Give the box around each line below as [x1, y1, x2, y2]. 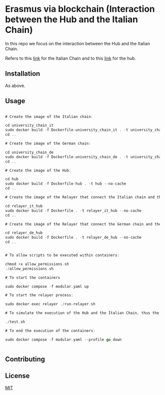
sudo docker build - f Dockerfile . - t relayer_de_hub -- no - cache [5, 235, 141, 240]
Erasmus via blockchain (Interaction [5, 3, 155, 15]
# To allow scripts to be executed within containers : [5, 253, 120, 258]
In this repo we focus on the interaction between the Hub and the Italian [5, 40, 150, 46]
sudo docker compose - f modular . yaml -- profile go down [5, 337, 122, 342]
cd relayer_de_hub [5, 230, 43, 235]
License [5, 372, 30, 380]
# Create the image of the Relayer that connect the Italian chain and [5, 195, 155, 200]
